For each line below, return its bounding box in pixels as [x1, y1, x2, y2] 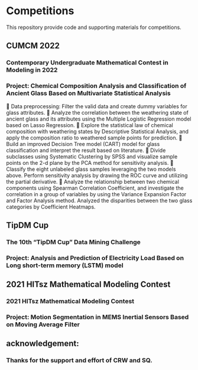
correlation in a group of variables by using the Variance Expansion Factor [6, 190, 187, 197]
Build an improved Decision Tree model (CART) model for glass [6, 140, 160, 147]
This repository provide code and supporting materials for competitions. [6, 24, 181, 31]
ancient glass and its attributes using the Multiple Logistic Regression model [6, 115, 191, 122]
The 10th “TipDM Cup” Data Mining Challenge [6, 238, 141, 246]
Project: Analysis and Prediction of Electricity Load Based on [6, 254, 184, 262]
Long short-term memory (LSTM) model [6, 261, 124, 270]
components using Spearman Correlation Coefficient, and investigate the [6, 184, 184, 192]
